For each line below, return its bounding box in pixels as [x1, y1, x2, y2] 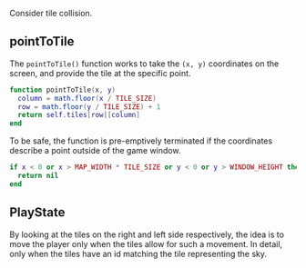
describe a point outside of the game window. [9, 145, 181, 156]
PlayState [9, 204, 66, 221]
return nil [17, 172, 59, 181]
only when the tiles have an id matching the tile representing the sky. [9, 248, 267, 259]
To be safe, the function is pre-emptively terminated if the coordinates [9, 135, 273, 146]
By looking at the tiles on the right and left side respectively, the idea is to [9, 229, 285, 240]
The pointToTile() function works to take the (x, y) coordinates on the [9, 58, 280, 69]
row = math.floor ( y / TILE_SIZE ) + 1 [17, 102, 161, 112]
